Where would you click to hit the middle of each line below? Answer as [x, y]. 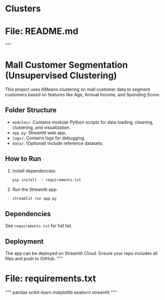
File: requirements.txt [51, 279]
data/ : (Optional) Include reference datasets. [58, 143]
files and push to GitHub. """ [34, 259]
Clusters [23, 9]
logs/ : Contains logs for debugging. [49, 138]
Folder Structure [31, 110]
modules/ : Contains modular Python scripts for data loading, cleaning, [83, 122]
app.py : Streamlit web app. [39, 132]
